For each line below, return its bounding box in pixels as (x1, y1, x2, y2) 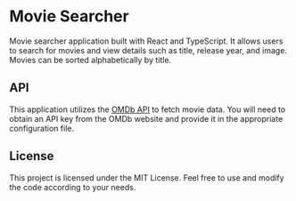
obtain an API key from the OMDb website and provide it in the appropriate (9, 113, 284, 124)
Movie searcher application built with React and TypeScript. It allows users (9, 36, 284, 46)
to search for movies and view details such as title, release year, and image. (9, 44, 288, 55)
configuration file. (9, 123, 74, 133)
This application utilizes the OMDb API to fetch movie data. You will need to (9, 104, 286, 115)
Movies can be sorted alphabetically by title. (9, 54, 172, 65)
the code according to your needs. (9, 181, 136, 192)
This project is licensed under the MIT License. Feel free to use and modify (9, 172, 284, 183)
